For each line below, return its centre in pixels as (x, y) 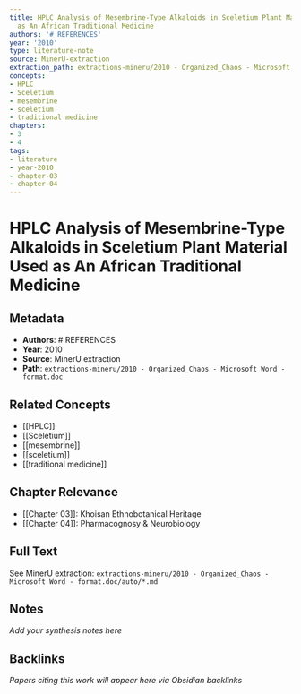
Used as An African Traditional (125, 266)
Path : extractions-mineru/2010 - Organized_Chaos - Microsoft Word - (154, 369)
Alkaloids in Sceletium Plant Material (149, 248)
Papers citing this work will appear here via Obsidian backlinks (126, 681)
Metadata (37, 318)
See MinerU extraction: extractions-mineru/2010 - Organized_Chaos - (139, 573)
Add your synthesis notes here (66, 630)
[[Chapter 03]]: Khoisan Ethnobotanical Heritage (112, 514)
